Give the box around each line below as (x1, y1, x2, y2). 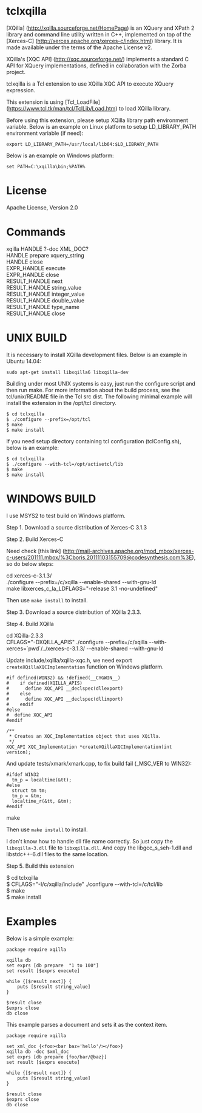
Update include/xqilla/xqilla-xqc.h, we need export (6, 656, 132, 664)
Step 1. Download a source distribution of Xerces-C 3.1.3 (6, 523, 147, 531)
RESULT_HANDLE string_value (6, 284, 82, 291)
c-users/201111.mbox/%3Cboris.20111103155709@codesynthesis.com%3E (6, 554, 192, 561)
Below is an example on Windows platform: (6, 152, 114, 159)
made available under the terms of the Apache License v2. (6, 44, 153, 51)
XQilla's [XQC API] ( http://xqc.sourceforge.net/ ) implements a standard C (6, 55, 189, 63)
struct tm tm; (12, 788, 47, 794)
